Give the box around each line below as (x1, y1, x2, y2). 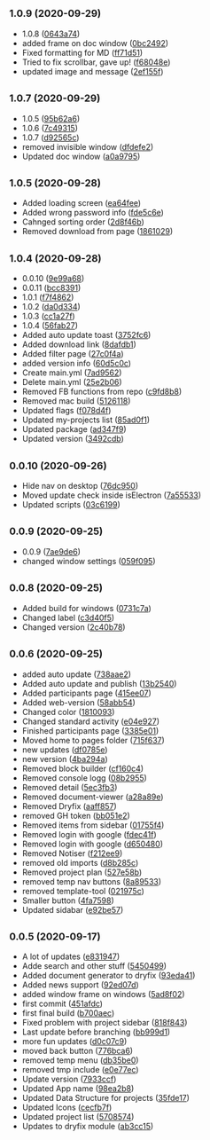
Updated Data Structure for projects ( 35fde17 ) (21, 1093, 191, 1104)
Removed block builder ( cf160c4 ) (21, 763, 144, 774)
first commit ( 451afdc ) (21, 998, 104, 1010)
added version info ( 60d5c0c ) (21, 358, 131, 369)
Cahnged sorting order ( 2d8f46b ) (21, 216, 144, 227)
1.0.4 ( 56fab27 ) (21, 320, 78, 331)
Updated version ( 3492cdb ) (21, 434, 124, 444)
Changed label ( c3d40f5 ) (21, 612, 115, 623)
